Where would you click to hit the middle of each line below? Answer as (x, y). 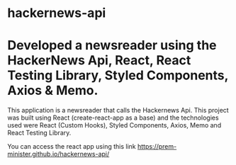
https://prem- (157, 147)
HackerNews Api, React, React (99, 61)
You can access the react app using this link (72, 147)
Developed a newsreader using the (112, 46)
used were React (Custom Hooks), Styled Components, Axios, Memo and (114, 125)
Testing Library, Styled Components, (118, 75)
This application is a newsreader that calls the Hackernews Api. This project (118, 110)
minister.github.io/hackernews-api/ (58, 154)
